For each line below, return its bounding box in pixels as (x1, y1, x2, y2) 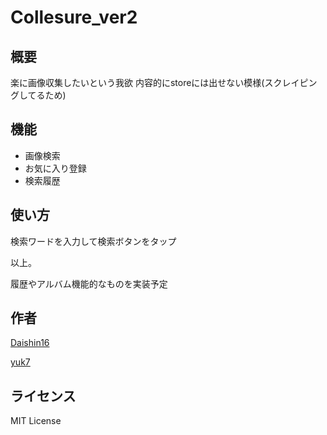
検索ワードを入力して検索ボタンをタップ (10, 235, 177, 247)
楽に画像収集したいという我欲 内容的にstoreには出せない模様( (10, 77, 265, 88)
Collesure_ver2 (10, 6, 138, 29)
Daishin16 (10, 337, 50, 349)
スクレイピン (264, 77, 318, 88)
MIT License (10, 415, 62, 427)
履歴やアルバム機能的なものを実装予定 (10, 277, 168, 290)
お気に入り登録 (24, 162, 87, 174)
